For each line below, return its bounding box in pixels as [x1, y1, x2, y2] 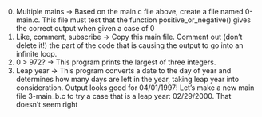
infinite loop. [15, 49, 58, 58]
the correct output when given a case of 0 [15, 24, 155, 33]
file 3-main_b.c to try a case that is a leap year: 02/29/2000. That [15, 92, 232, 100]
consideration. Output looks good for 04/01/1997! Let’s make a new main [15, 83, 255, 92]
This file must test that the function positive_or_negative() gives [42, 15, 252, 25]
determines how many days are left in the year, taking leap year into [15, 75, 240, 84]
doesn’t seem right [15, 99, 78, 109]
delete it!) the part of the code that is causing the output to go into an [15, 41, 244, 50]
